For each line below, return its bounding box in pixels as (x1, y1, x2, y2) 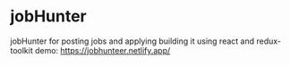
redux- (255, 36, 281, 46)
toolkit (10, 45, 34, 55)
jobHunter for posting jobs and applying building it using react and (10, 36, 255, 46)
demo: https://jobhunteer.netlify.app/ (35, 45, 171, 55)
